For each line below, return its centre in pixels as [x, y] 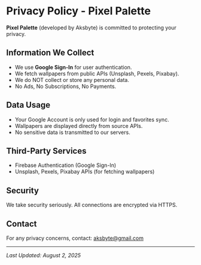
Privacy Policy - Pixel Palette [79, 11]
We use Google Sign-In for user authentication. [73, 67]
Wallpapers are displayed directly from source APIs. [79, 126]
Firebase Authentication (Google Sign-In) [66, 165]
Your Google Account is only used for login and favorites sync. [92, 119]
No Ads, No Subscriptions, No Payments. [66, 86]
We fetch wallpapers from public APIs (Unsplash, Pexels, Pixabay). [97, 74]
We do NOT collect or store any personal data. [72, 80]
